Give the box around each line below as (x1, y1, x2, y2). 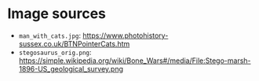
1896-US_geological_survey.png (18, 64, 123, 73)
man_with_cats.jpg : (18, 31, 82, 40)
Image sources (7, 5, 107, 23)
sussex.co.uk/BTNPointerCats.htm (18, 39, 130, 48)
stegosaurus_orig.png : (18, 47, 92, 57)
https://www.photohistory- (82, 31, 169, 40)
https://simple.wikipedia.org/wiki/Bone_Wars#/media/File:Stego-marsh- (18, 56, 252, 65)
